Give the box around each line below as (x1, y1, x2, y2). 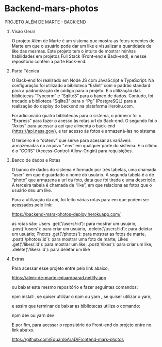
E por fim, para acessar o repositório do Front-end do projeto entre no (11, 322, 152, 328)
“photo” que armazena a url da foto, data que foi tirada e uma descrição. (11, 177, 157, 183)
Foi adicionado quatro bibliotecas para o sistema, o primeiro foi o (11, 112, 142, 118)
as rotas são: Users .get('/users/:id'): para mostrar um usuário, (11, 221, 137, 226)
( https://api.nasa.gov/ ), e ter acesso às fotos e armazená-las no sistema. (11, 128, 157, 134)
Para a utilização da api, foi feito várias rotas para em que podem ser (11, 196, 149, 202)
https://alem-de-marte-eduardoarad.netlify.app (11, 275, 107, 280)
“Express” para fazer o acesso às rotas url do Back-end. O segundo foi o (11, 118, 157, 123)
